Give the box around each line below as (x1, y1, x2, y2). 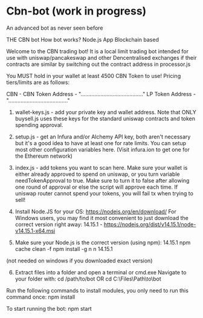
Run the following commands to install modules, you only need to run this (6, 287, 189, 294)
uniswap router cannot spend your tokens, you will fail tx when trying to (14, 189, 193, 197)
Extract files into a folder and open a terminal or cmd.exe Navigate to (14, 268, 187, 276)
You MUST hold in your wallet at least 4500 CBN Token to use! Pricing (6, 72, 181, 79)
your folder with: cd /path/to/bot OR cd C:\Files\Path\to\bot (14, 275, 161, 282)
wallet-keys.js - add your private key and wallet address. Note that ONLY (14, 108, 196, 115)
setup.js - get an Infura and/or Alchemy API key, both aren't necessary (14, 133, 191, 140)
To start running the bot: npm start (6, 305, 92, 312)
